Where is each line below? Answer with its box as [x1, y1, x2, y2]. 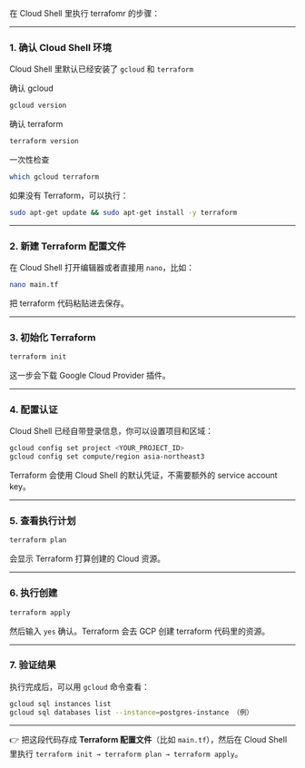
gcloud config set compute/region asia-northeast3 [9, 452, 205, 461]
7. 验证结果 [9, 659, 56, 672]
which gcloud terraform [9, 172, 100, 182]
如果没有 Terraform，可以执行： [9, 190, 129, 201]
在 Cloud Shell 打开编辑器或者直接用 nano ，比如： [9, 262, 195, 273]
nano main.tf [9, 281, 59, 290]
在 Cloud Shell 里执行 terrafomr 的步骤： [9, 8, 161, 18]
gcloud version [9, 101, 67, 111]
